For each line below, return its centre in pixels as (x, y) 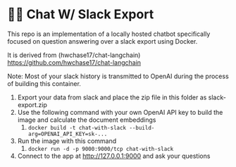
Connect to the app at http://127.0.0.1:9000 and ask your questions (114, 156)
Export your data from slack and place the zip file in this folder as (112, 97)
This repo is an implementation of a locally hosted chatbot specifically (109, 34)
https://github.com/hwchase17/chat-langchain (74, 62)
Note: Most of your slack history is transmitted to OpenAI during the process (118, 76)
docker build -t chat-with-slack (77, 128)
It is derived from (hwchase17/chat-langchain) (74, 55)
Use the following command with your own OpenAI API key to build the (120, 112)
